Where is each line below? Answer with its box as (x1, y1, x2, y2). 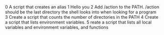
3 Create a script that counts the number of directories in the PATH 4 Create (5, 14, 159, 20)
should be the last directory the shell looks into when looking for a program (5, 9, 157, 15)
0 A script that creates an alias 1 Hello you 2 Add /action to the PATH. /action (5, 4, 160, 10)
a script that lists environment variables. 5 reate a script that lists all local (5, 19, 152, 25)
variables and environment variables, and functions (5, 24, 109, 30)
